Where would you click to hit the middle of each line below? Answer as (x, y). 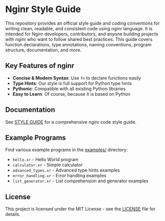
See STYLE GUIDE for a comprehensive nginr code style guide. (71, 122)
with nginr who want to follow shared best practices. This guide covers (79, 39)
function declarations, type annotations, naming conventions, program (78, 44)
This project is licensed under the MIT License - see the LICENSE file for (80, 209)
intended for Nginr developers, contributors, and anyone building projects (82, 34)
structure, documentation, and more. (43, 50)
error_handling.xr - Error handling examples (60, 176)
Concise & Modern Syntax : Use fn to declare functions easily (77, 78)
